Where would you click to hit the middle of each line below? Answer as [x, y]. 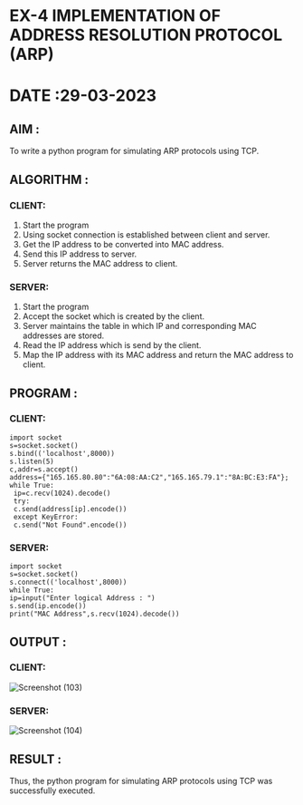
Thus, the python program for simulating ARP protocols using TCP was [141, 781]
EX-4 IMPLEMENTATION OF [115, 16]
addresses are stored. [63, 335]
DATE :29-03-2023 [83, 96]
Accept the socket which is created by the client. [114, 316]
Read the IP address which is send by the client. [112, 345]
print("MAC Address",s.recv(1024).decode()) [95, 614]
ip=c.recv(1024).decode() [62, 493]
